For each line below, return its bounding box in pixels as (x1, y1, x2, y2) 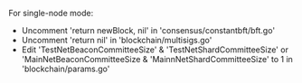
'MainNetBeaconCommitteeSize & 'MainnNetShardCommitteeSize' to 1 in (21, 54, 293, 64)
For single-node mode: (8, 8, 94, 18)
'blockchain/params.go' (21, 63, 110, 74)
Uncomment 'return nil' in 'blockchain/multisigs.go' (21, 35, 212, 45)
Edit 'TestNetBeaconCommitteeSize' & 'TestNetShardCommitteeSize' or (21, 44, 288, 55)
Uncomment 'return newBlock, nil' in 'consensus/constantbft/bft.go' (21, 25, 276, 35)
